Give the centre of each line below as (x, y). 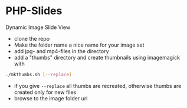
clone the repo (32, 38)
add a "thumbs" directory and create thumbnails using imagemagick (97, 57)
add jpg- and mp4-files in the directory (61, 51)
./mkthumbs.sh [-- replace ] (39, 74)
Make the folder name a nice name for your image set (79, 45)
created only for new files (45, 92)
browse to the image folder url (51, 98)
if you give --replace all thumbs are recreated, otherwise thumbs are (98, 86)
